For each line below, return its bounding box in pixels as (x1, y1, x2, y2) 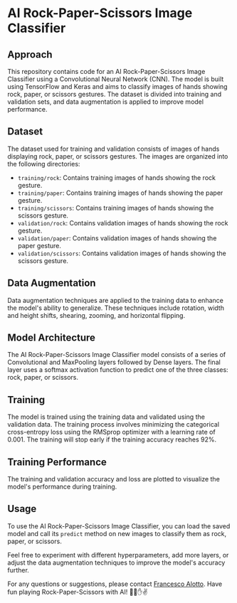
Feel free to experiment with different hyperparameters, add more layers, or (7, 550, 229, 559)
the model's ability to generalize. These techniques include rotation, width (7, 304, 224, 312)
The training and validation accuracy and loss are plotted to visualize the (7, 475, 221, 484)
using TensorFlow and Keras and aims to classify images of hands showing (7, 82, 228, 90)
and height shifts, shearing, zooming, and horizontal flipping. (7, 311, 186, 319)
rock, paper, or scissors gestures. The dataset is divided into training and (7, 90, 222, 98)
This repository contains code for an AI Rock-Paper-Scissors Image (7, 68, 206, 75)
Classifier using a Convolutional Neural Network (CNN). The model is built (7, 75, 224, 83)
